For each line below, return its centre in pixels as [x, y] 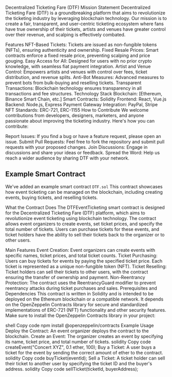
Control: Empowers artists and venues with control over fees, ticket [76, 72]
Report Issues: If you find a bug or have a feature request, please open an [83, 136]
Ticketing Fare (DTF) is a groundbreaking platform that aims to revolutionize [85, 13]
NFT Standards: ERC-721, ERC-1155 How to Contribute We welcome [77, 110]
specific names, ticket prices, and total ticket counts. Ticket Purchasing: [81, 255]
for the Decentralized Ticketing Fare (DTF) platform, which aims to [75, 213]
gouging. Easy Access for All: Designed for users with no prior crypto [79, 61]
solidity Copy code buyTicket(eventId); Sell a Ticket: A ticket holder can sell [85, 358]
